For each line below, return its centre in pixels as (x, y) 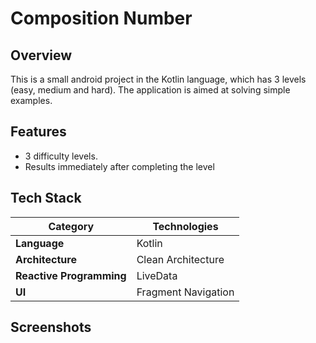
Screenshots (51, 327)
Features (38, 132)
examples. (31, 100)
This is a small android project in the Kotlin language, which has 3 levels (158, 79)
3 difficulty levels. (61, 156)
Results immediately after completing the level (119, 166)
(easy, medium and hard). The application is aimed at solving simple (150, 90)
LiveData (157, 275)
